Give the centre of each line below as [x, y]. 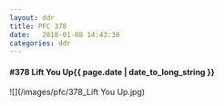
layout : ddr [32, 18]
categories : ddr [40, 43]
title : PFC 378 [38, 26]
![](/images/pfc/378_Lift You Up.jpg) [77, 92]
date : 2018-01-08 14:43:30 [65, 34]
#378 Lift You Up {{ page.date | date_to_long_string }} [112, 72]
